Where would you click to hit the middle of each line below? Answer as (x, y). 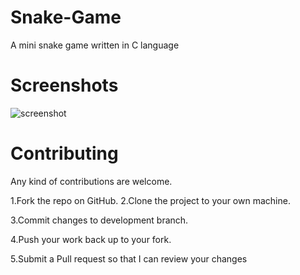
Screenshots (64, 85)
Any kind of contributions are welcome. (91, 181)
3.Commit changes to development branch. (99, 220)
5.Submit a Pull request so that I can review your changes (129, 258)
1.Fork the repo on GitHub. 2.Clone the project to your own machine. (150, 200)
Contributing (64, 153)
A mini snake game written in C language (95, 45)
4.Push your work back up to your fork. (91, 239)
